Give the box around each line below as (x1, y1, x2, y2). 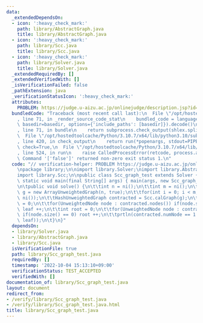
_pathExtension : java (11, 88, 66, 94)
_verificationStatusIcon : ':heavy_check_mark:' (11, 93, 134, 99)
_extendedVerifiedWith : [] (11, 76, 80, 82)
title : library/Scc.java (17, 48, 80, 55)
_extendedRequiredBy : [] (11, 71, 74, 77)
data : (6, 8, 20, 15)
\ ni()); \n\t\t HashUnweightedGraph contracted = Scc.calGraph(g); (17, 195, 188, 201)
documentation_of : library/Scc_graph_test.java (6, 279, 129, 285)
